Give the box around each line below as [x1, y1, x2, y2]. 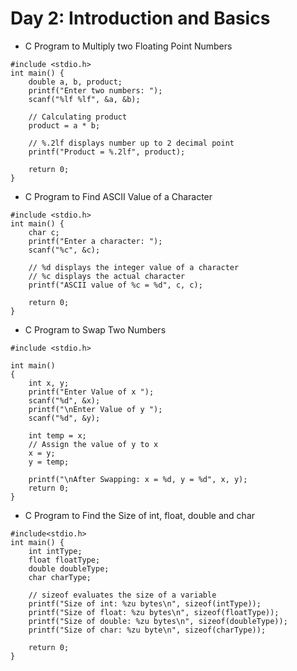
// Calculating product [28, 112, 128, 122]
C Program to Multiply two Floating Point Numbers [24, 40, 233, 52]
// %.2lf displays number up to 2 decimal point [28, 138, 235, 148]
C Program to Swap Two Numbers [24, 323, 167, 336]
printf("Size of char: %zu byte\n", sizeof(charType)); [28, 625, 267, 635]
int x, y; [28, 378, 70, 388]
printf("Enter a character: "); [28, 236, 163, 246]
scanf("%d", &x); [28, 395, 101, 406]
